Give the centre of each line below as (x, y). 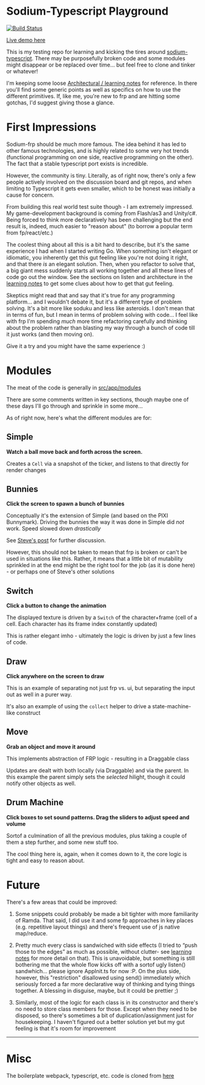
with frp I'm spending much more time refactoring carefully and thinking (97, 321)
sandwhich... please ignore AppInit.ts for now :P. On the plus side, (98, 971)
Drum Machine (35, 803)
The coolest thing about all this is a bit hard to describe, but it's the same (98, 244)
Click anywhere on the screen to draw (56, 677)
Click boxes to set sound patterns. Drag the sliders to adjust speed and (98, 817)
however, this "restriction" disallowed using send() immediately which (103, 978)
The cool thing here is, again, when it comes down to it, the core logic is (97, 854)
